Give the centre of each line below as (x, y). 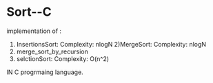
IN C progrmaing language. (45, 72)
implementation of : (34, 31)
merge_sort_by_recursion (52, 51)
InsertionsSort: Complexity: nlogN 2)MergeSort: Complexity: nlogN (111, 44)
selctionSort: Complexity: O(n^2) (63, 58)
